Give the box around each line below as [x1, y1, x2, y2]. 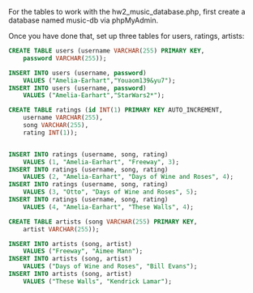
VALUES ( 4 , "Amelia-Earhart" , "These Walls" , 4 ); [23, 202, 195, 211]
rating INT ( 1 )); [23, 129, 79, 137]
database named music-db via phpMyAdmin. [8, 15, 159, 25]
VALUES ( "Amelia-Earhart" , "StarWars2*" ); [23, 91, 165, 100]
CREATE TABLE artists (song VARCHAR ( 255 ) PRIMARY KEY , [8, 218, 198, 226]
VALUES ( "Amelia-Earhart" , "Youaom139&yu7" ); [23, 76, 176, 84]
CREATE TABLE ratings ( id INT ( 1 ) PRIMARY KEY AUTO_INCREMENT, [8, 106, 223, 114]
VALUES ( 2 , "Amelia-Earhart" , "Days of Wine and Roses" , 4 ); [23, 173, 234, 181]
